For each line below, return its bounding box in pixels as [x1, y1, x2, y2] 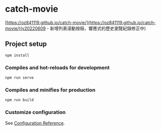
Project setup [5, 40, 47, 48]
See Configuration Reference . [5, 120, 65, 126]
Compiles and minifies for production [5, 87, 95, 93]
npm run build [5, 98, 34, 103]
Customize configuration [5, 109, 66, 116]
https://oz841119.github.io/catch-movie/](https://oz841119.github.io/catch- [6, 20, 156, 25]
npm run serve [5, 75, 34, 80]
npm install [5, 53, 29, 58]
